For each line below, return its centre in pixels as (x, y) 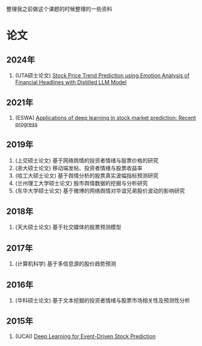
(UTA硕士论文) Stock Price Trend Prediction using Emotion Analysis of (102, 75)
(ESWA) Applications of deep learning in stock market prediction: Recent (106, 117)
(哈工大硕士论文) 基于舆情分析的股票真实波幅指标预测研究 (86, 175)
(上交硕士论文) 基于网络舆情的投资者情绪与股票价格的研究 (86, 160)
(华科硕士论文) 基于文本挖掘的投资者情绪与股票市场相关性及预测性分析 (103, 301)
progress (26, 124)
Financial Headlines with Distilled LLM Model (71, 82)
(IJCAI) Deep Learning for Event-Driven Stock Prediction (85, 336)
